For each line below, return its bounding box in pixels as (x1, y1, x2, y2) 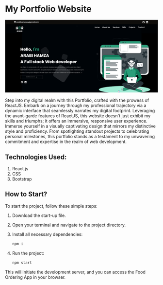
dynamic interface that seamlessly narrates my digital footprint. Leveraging (5, 108, 155, 114)
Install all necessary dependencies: (12, 231, 83, 237)
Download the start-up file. (12, 213, 66, 218)
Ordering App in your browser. (5, 274, 66, 280)
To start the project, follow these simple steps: (5, 203, 98, 209)
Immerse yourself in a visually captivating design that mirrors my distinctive (5, 123, 156, 129)
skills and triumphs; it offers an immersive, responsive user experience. (5, 118, 147, 124)
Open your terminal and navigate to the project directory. (12, 222, 126, 228)
